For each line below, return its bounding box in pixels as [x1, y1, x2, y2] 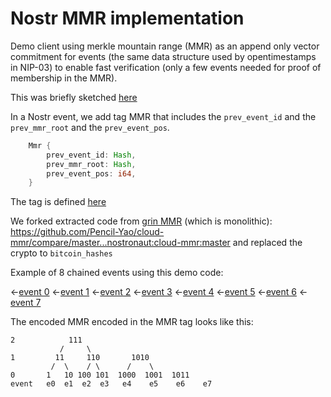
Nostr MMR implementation [10, 7, 245, 30]
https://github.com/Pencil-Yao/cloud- [10, 226, 165, 238]
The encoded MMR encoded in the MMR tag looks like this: [10, 316, 254, 328]
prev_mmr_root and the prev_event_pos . [10, 121, 170, 133]
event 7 [10, 297, 42, 309]
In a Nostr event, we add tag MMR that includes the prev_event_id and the [10, 110, 317, 122]
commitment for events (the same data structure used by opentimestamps [10, 50, 317, 62]
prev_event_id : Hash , [46, 150, 137, 160]
